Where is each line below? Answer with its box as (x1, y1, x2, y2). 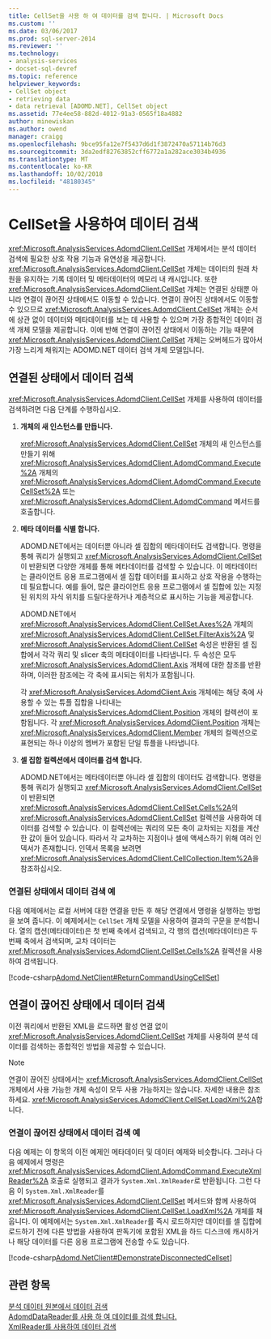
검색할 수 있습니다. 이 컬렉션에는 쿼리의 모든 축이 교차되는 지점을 (41, 822, 245, 832)
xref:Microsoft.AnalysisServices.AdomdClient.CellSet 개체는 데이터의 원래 (8, 264, 250, 273)
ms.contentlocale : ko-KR (8, 163, 92, 171)
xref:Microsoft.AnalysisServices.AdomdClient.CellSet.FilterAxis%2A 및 (19, 629, 255, 639)
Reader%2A (8, 1176, 49, 1186)
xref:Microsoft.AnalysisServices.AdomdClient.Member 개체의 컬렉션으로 (19, 727, 258, 737)
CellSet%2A (19, 486, 61, 496)
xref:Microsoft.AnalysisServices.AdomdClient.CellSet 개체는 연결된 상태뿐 (8, 284, 250, 294)
